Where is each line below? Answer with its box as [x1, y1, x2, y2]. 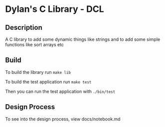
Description [5, 23, 42, 32]
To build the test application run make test [5, 78, 92, 85]
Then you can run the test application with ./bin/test [5, 88, 116, 94]
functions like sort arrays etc [5, 42, 64, 48]
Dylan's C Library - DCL [5, 3, 104, 15]
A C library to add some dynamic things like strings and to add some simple [5, 36, 161, 42]
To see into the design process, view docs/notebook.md [5, 116, 121, 122]
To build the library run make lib [5, 69, 71, 75]
